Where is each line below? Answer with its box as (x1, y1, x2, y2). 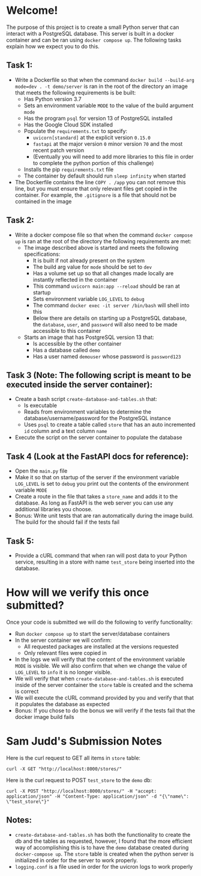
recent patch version (32, 146, 85, 154)
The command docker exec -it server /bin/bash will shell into (32, 302, 190, 309)
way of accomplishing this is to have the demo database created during (14, 843, 189, 851)
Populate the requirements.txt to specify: (23, 127, 128, 134)
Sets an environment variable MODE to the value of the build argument (23, 102, 194, 109)
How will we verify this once (6, 586, 149, 600)
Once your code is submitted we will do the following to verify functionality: (6, 618, 193, 626)
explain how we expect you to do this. (6, 43, 100, 50)
